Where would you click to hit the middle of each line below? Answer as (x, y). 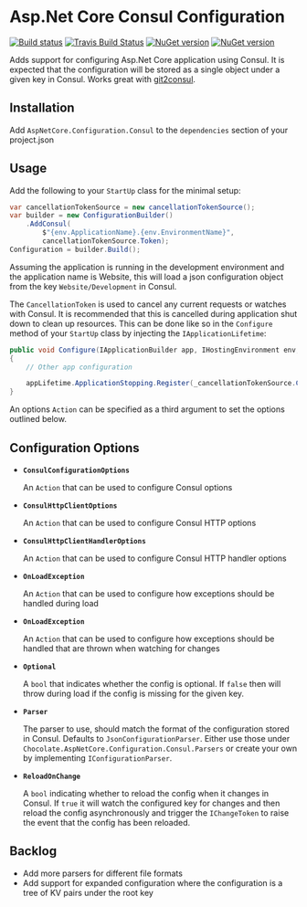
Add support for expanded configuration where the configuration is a (153, 882)
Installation (42, 108)
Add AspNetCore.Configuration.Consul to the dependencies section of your (149, 130)
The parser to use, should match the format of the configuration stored (156, 729)
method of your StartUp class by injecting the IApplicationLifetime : (138, 333)
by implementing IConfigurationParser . (97, 758)
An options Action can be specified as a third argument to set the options (147, 409)
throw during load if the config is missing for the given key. (133, 693)
